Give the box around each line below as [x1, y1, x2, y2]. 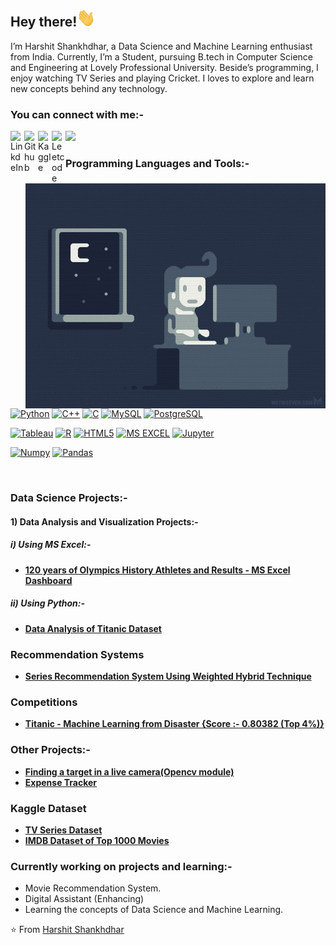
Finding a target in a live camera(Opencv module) [24, 765, 235, 778]
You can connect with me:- [10, 107, 145, 121]
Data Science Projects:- [10, 491, 128, 505]
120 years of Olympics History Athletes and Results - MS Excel [24, 564, 291, 576]
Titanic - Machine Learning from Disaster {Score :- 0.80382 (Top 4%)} [24, 718, 325, 730]
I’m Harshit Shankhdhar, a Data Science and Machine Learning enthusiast [10, 40, 313, 52]
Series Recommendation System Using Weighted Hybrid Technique [24, 670, 312, 682]
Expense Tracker [24, 776, 98, 788]
